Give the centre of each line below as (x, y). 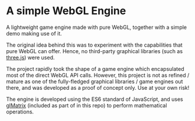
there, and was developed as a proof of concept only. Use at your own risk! (98, 87)
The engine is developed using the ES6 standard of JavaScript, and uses (95, 99)
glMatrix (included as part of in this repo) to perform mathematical (87, 105)
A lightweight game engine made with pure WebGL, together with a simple (97, 27)
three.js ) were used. (30, 57)
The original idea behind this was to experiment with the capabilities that (95, 45)
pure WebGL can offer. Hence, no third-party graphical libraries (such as (95, 51)
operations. (20, 112)
